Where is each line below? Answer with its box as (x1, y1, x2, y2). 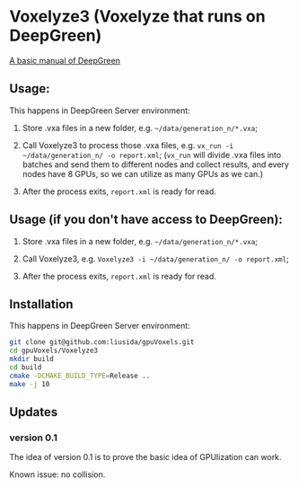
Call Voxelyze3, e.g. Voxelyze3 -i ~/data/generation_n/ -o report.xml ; (22, 253, 289, 264)
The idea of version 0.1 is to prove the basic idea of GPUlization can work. (9, 452, 282, 463)
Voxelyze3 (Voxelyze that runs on (9, 6, 267, 27)
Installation (9, 297, 74, 312)
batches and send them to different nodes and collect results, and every (22, 159, 290, 170)
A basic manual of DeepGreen (9, 55, 121, 66)
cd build (9, 363, 42, 372)
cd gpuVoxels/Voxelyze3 (9, 346, 99, 356)
